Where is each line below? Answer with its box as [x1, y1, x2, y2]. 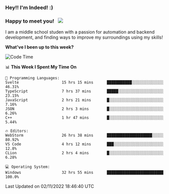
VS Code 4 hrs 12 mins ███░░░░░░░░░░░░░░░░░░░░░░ [5, 142, 164, 147]
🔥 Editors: [5, 128, 29, 134]
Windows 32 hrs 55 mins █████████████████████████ [5, 170, 164, 175]
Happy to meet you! [5, 17, 54, 24]
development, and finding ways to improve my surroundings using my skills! [5, 34, 163, 40]
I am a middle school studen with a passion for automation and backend [5, 29, 155, 35]
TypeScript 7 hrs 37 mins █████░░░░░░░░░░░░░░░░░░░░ [5, 89, 164, 94]
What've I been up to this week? [5, 44, 74, 50]
